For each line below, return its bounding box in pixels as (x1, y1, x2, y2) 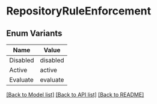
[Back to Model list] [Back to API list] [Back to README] (6, 91, 144, 98)
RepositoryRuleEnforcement (6, 4, 152, 18)
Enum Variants (6, 28, 63, 38)
